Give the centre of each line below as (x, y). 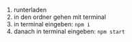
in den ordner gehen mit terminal (60, 17)
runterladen (30, 10)
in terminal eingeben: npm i (52, 24)
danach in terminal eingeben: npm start (69, 31)
